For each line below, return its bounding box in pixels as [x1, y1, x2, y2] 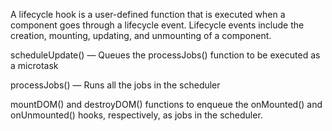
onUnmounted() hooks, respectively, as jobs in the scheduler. [10, 109, 263, 121]
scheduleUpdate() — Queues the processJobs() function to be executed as [10, 49, 321, 61]
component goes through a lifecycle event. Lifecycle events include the [10, 19, 305, 31]
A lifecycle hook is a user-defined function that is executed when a [10, 9, 286, 20]
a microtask [10, 60, 59, 71]
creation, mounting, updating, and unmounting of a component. [10, 30, 272, 41]
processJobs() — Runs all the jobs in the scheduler [10, 79, 221, 91]
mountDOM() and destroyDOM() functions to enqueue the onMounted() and [10, 99, 323, 110]
